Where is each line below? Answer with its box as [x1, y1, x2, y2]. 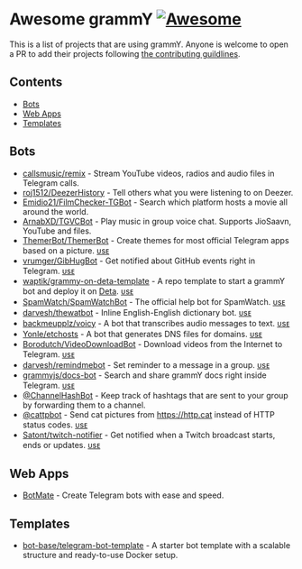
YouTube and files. [22, 225, 92, 236]
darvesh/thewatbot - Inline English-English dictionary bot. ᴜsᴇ [22, 307, 252, 317]
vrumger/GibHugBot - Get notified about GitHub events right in [22, 255, 255, 266]
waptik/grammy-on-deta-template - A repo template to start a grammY [22, 275, 286, 286]
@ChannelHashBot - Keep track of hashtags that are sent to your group [22, 390, 288, 400]
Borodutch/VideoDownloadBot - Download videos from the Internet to [22, 338, 283, 349]
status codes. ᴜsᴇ [22, 419, 88, 430]
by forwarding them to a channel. [22, 399, 146, 410]
